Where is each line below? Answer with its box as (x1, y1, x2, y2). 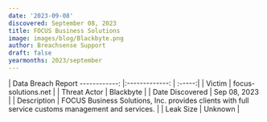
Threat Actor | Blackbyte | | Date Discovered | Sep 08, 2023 (61, 87, 260, 96)
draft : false (8, 49, 52, 57)
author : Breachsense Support (8, 42, 106, 50)
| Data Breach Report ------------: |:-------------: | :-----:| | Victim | (8, 78, 232, 88)
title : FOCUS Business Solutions (8, 26, 121, 35)
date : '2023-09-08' (8, 11, 74, 20)
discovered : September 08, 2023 (8, 19, 117, 27)
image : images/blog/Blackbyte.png (8, 34, 125, 43)
